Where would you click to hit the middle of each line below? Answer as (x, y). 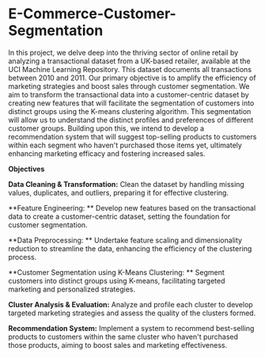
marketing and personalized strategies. (72, 289)
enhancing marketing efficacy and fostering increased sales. (107, 153)
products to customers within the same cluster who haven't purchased (123, 337)
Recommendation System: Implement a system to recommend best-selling (131, 328)
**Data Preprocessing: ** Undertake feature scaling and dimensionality (125, 240)
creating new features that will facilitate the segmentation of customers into (131, 103)
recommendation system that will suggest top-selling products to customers (132, 136)
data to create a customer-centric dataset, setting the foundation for (119, 216)
